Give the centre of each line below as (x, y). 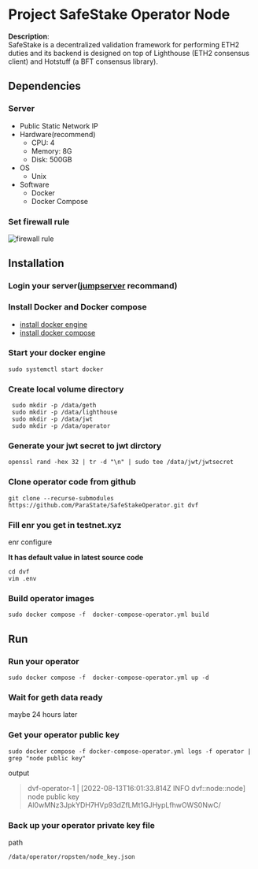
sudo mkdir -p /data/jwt (52, 419)
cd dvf (19, 572)
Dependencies (44, 86)
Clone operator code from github (72, 482)
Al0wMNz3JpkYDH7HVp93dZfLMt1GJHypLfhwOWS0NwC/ (124, 804)
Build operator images (51, 598)
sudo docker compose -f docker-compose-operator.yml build (109, 615)
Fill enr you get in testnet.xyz (65, 525)
